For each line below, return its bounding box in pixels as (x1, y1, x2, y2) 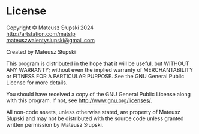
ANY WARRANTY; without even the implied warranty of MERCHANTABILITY (6, 66, 194, 73)
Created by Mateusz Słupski (6, 48, 76, 55)
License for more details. (6, 79, 68, 86)
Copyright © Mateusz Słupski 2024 (6, 24, 94, 31)
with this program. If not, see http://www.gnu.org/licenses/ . (6, 97, 153, 104)
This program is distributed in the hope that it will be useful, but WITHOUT (6, 60, 189, 67)
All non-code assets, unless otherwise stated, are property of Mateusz (6, 108, 181, 115)
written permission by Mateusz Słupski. (6, 121, 104, 128)
